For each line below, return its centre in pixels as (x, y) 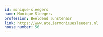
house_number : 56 (22, 27)
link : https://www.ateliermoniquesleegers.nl (51, 23)
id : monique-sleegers (26, 9)
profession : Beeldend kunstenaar (38, 18)
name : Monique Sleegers (29, 14)
